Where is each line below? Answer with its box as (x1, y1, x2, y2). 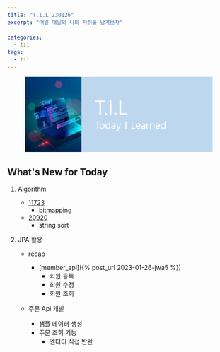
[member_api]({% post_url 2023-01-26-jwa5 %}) (38, 264, 182, 272)
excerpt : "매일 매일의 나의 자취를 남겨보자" (7, 18, 123, 26)
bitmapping (38, 206, 72, 215)
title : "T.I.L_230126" (7, 11, 74, 18)
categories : (7, 34, 42, 41)
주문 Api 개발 (28, 305, 65, 313)
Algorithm (17, 184, 47, 194)
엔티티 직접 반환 (49, 337, 93, 346)
